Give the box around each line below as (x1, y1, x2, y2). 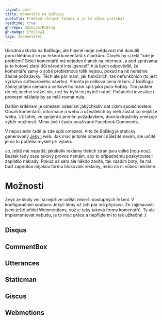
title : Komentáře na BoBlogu (5, 12, 64, 17)
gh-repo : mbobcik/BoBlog (5, 25, 55, 30)
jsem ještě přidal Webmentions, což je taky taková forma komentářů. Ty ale (5, 207, 155, 213)
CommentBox (5, 242, 48, 251)
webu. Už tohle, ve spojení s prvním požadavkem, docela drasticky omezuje (5, 114, 157, 119)
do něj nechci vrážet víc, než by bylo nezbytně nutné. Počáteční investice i (5, 88, 154, 95)
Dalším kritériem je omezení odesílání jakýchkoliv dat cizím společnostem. (5, 103, 153, 109)
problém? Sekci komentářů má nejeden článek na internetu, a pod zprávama (5, 58, 158, 64)
